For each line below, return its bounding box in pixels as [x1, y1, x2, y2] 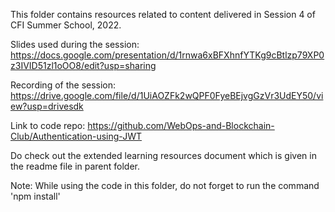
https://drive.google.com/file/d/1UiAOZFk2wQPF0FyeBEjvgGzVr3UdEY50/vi [10, 90, 324, 101]
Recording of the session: [10, 79, 117, 91]
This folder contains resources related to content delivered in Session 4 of [10, 9, 316, 20]
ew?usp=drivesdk [10, 100, 84, 112]
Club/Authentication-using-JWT [10, 130, 142, 142]
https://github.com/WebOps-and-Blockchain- [87, 120, 275, 131]
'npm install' [10, 190, 61, 202]
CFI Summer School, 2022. [10, 19, 122, 31]
